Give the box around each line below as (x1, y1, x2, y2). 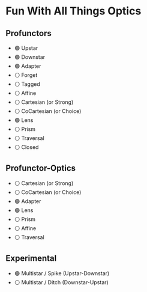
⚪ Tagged (14, 81, 40, 88)
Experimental (5, 254, 57, 264)
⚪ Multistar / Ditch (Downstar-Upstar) (14, 278, 109, 286)
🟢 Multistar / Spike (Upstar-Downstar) (14, 269, 110, 277)
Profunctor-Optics (5, 163, 76, 174)
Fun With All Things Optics (5, 4, 142, 18)
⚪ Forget (14, 71, 38, 79)
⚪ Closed (14, 144, 39, 151)
